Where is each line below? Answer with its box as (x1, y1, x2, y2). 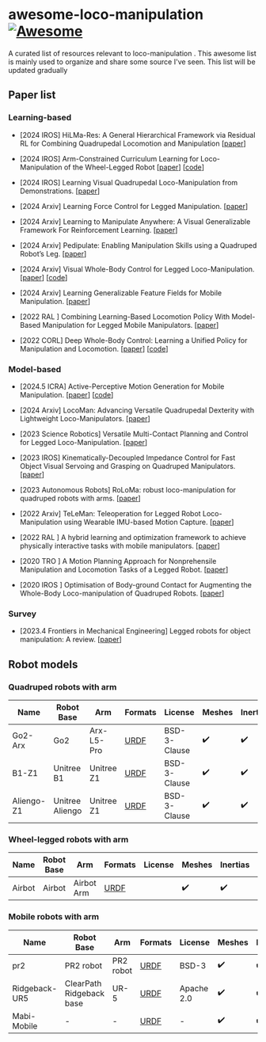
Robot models (8, 657, 78, 671)
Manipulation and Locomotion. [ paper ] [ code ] (19, 344, 169, 353)
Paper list (8, 89, 56, 102)
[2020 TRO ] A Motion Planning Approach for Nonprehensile (19, 556, 217, 565)
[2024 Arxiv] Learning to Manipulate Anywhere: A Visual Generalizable (19, 216, 251, 226)
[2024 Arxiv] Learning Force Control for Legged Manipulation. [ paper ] (19, 201, 249, 211)
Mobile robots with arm (8, 911, 100, 922)
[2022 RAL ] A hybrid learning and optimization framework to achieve (19, 532, 247, 542)
